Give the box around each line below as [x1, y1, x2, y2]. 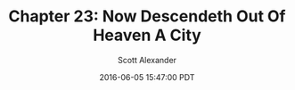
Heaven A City [92, 25, 202, 45]
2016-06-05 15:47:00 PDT [99, 71, 195, 82]
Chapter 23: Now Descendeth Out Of [8, 6, 286, 27]
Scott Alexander [117, 54, 177, 65]
